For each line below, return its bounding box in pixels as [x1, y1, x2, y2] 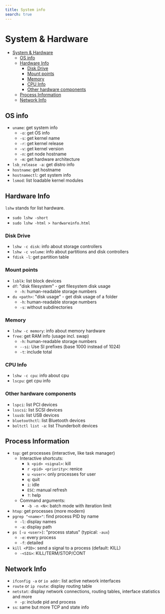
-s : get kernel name [19, 135, 60, 141]
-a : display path [19, 524, 52, 530]
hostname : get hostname [12, 167, 61, 173]
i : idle [27, 482, 40, 488]
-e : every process [19, 535, 56, 541]
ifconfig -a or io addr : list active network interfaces [12, 578, 121, 584]
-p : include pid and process [19, 599, 76, 605]
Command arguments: [19, 497, 65, 504]
